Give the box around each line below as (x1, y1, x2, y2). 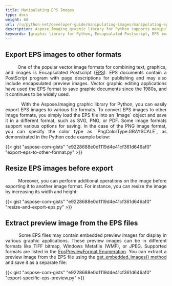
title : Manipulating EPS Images (5, 7, 74, 13)
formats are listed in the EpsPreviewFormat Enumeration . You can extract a (5, 249, 167, 255)
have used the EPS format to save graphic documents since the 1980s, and (5, 86, 167, 92)
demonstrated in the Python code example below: (5, 134, 111, 140)
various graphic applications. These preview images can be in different (5, 238, 167, 244)
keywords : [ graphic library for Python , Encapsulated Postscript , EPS (5, 31, 159, 36)
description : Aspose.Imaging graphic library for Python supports (5, 27, 150, 32)
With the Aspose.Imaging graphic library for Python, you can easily (21, 101, 167, 107)
